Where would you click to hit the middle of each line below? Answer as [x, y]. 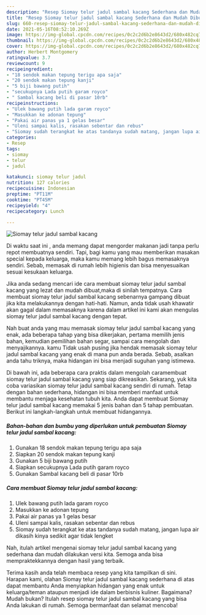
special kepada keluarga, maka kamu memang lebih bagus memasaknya [98, 259]
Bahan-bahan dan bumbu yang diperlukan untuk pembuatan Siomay [97, 426]
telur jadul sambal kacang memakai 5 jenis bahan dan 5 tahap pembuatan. [100, 405]
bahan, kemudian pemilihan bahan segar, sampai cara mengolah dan [93, 342]
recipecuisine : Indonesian [41, 189]
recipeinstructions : [33, 103]
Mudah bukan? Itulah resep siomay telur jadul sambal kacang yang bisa [97, 599]
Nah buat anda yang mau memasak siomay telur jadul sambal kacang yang [101, 328]
